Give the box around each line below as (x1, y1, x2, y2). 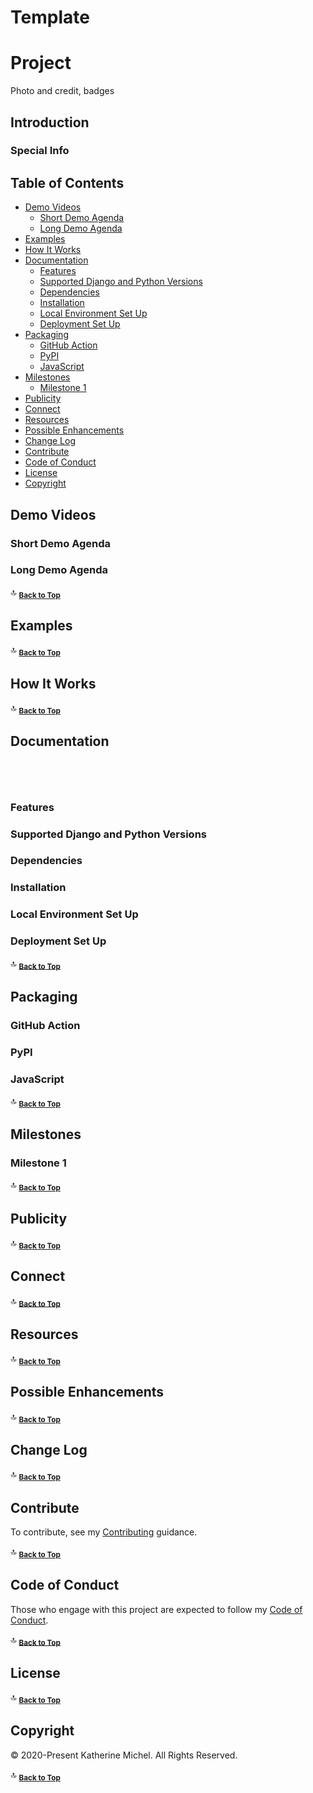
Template (10, 6, 90, 29)
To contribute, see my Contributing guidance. (10, 1526, 198, 1538)
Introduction (10, 114, 90, 131)
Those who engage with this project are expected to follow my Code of (10, 1603, 303, 1615)
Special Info (10, 144, 70, 158)
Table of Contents (10, 174, 125, 191)
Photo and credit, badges (10, 85, 115, 97)
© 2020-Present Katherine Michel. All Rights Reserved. (10, 1749, 238, 1761)
